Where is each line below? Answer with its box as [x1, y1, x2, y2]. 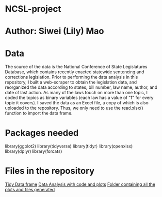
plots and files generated [5, 187, 55, 193]
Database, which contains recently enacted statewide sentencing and [5, 69, 145, 75]
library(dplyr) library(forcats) [5, 148, 62, 154]
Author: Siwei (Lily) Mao [5, 26, 104, 37]
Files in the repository [5, 165, 95, 177]
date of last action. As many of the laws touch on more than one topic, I [5, 90, 148, 96]
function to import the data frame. [5, 110, 73, 116]
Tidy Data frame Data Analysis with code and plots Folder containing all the [5, 181, 156, 187]
